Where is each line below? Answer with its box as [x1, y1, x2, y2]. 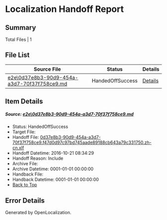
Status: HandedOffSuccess [12, 123, 69, 130]
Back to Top [12, 182, 37, 188]
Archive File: [12, 161, 38, 167]
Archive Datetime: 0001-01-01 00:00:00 [12, 166, 93, 172]
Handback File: [12, 171, 44, 177]
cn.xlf [12, 145, 24, 151]
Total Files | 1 [5, 36, 32, 42]
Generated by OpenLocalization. [5, 209, 72, 215]
